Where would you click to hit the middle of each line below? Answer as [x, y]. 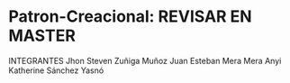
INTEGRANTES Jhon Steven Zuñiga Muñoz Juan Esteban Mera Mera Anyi [145, 60]
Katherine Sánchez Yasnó [56, 70]
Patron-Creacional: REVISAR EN [131, 17]
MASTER [42, 36]
